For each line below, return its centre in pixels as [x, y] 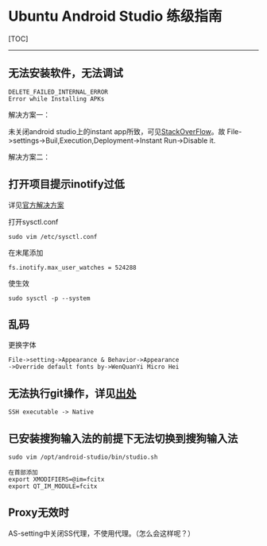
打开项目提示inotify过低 [67, 185]
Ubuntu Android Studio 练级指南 [115, 16]
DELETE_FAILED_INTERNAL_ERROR [58, 92]
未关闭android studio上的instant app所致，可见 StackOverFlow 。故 [117, 131]
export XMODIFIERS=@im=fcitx [56, 479]
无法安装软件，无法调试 [66, 73]
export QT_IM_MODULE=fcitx [53, 486]
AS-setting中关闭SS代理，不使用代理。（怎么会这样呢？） [102, 533]
